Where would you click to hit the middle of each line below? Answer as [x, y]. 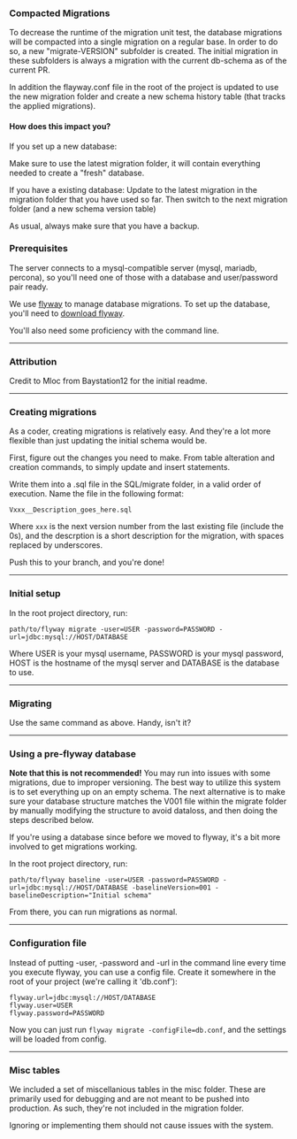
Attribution [33, 361]
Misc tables [34, 1070]
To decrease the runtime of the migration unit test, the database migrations [146, 33]
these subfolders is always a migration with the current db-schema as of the [148, 61]
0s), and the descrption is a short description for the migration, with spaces [147, 536]
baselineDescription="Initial [65, 896]
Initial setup [35, 594]
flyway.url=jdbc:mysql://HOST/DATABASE [83, 997]
